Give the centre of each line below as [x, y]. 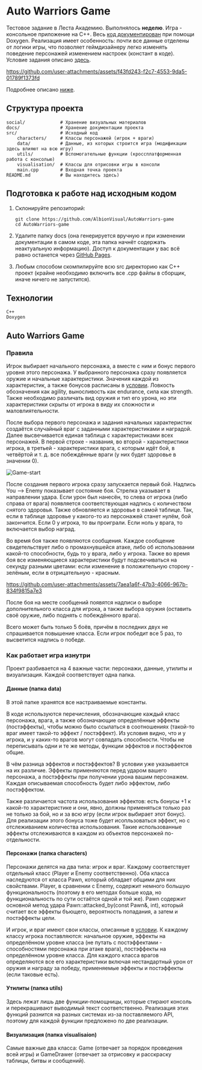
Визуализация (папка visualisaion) [52, 1034]
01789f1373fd [23, 78]
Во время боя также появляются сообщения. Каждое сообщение [90, 541]
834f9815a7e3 [24, 591]
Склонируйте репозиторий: [50, 208]
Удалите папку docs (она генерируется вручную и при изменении [100, 236]
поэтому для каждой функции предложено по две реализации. [87, 1021]
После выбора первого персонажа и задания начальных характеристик [99, 422]
